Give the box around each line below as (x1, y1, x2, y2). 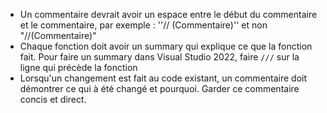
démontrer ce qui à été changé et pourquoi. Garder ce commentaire (19, 83, 300, 94)
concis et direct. (19, 94, 87, 105)
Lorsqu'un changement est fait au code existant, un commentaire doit (19, 72, 308, 84)
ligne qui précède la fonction (19, 62, 138, 73)
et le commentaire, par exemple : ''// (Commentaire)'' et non (19, 19, 268, 31)
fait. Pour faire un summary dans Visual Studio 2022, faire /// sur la (19, 51, 300, 63)
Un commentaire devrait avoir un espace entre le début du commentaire (19, 9, 318, 20)
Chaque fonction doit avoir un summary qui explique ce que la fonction (19, 40, 313, 52)
